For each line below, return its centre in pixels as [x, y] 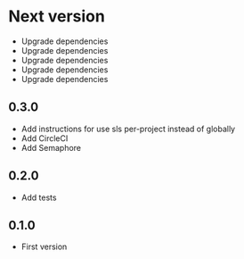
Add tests [39, 197]
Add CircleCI [45, 138]
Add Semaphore [51, 147]
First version [44, 246]
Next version [57, 17]
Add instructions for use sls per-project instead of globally [128, 129]
